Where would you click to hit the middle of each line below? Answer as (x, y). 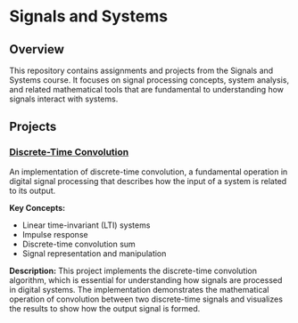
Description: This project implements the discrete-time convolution (133, 271)
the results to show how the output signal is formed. (105, 308)
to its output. (33, 190)
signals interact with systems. (64, 99)
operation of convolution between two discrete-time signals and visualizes (146, 299)
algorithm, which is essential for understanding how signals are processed (146, 280)
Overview (37, 49)
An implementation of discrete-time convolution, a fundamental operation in (149, 172)
